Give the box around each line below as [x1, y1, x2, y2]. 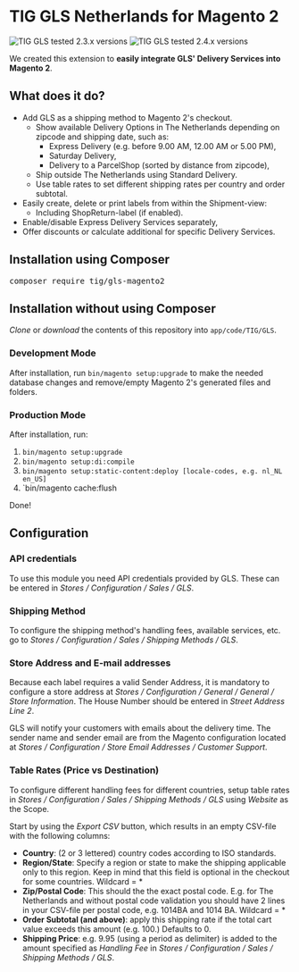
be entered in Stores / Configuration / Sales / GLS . [9, 582, 195, 593]
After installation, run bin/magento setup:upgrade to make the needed [9, 367, 263, 378]
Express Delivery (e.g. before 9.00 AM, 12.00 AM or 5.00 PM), [48, 140, 277, 151]
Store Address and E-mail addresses [9, 657, 171, 669]
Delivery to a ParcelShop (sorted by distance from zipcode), [48, 159, 270, 171]
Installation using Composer [9, 252, 170, 267]
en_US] [21, 474, 47, 483]
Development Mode [9, 347, 96, 359]
